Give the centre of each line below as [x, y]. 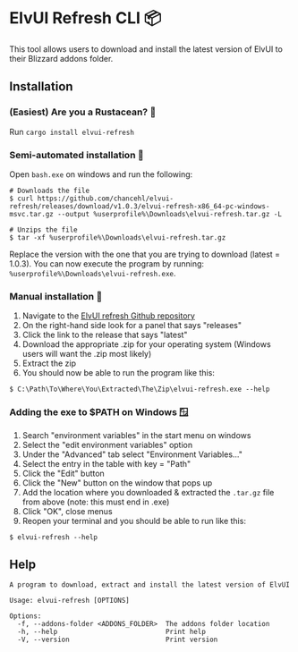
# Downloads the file [50, 191]
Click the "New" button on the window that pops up [117, 483]
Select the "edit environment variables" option [107, 445]
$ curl [21, 199]
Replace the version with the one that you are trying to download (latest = [145, 254]
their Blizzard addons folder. [61, 58]
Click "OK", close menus [68, 511]
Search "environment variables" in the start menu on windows [136, 435]
